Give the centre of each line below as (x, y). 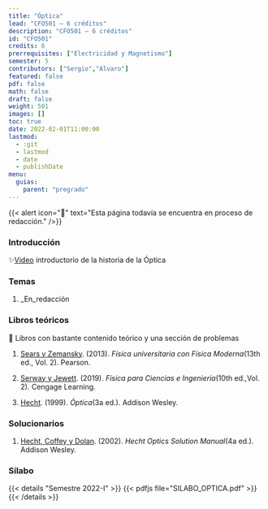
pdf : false (27, 84)
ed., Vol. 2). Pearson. (55, 362)
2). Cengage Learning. (58, 386)
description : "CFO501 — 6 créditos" (70, 31)
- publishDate (39, 167)
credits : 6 (27, 46)
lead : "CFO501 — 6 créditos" (58, 24)
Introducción (35, 242)
